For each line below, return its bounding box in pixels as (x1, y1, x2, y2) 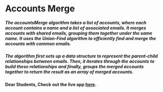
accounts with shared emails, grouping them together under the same (5, 30, 153, 36)
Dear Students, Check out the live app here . (5, 81, 97, 87)
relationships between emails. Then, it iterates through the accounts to (5, 58, 155, 64)
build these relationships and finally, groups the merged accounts (5, 64, 144, 70)
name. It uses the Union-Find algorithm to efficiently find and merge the (5, 35, 157, 41)
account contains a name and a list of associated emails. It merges (5, 25, 147, 31)
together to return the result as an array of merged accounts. (5, 69, 134, 75)
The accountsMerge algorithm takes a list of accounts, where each (5, 19, 147, 25)
